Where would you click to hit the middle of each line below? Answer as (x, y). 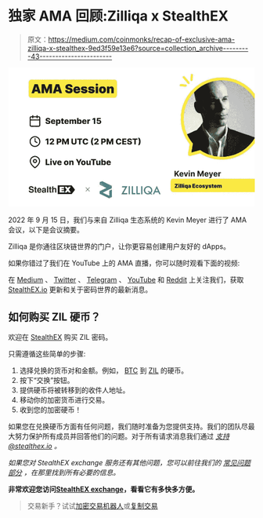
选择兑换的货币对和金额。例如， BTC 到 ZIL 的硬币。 (104, 370)
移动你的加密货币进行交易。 (64, 400)
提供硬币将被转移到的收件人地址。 (74, 390)
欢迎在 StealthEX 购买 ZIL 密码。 (60, 337)
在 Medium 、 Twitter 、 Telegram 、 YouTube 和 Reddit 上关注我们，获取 (126, 280)
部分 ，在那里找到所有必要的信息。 (64, 472)
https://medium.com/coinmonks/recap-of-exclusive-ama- (142, 39)
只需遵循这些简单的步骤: (47, 354)
